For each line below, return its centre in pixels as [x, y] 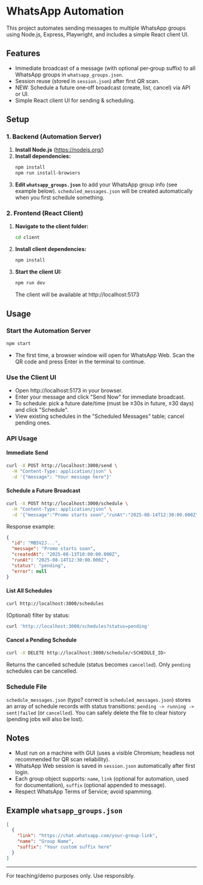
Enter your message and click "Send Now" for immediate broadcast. [100, 397]
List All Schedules [29, 591]
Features [23, 54]
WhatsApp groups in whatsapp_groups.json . [69, 75]
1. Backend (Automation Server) [54, 136]
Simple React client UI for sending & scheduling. [75, 100]
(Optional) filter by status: [38, 615]
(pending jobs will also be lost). [45, 719]
